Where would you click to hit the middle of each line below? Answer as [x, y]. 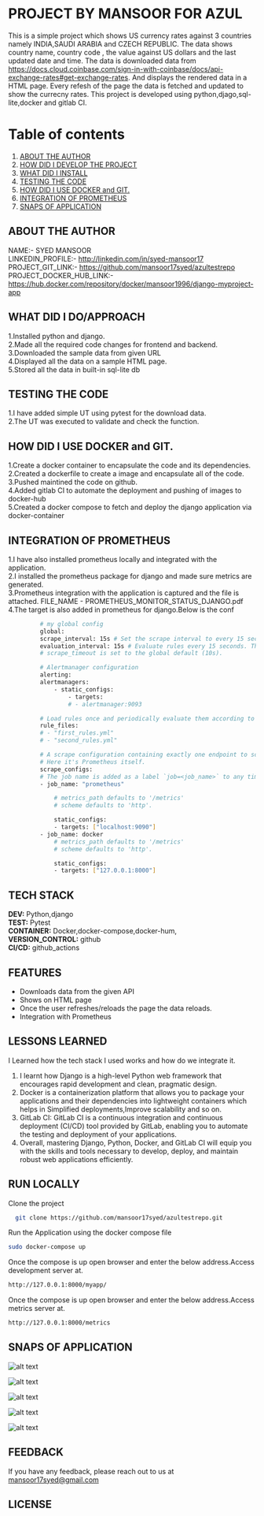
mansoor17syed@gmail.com [54, 1480]
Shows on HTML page [55, 1000]
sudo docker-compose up [47, 1247]
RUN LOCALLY [44, 1184]
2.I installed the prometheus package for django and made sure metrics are [130, 575]
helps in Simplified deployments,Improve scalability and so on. [121, 1109]
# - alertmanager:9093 [105, 704]
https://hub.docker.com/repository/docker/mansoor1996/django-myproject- [131, 284]
